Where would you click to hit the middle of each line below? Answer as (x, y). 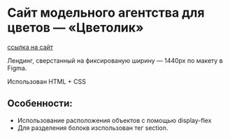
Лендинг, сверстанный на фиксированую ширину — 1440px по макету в (115, 60)
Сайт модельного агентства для (106, 13)
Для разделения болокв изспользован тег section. (93, 128)
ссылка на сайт (30, 47)
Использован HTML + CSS (46, 81)
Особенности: (40, 104)
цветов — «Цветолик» (76, 28)
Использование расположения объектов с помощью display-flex (114, 120)
